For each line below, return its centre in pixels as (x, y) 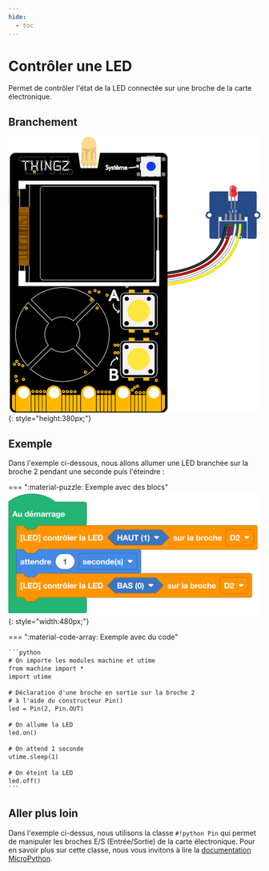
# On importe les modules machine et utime (82, 660)
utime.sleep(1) (34, 757)
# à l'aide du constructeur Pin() (66, 701)
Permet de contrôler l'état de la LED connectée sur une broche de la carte (130, 88)
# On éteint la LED (41, 773)
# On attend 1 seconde (46, 749)
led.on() (23, 733)
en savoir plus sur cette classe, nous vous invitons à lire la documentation (130, 849)
